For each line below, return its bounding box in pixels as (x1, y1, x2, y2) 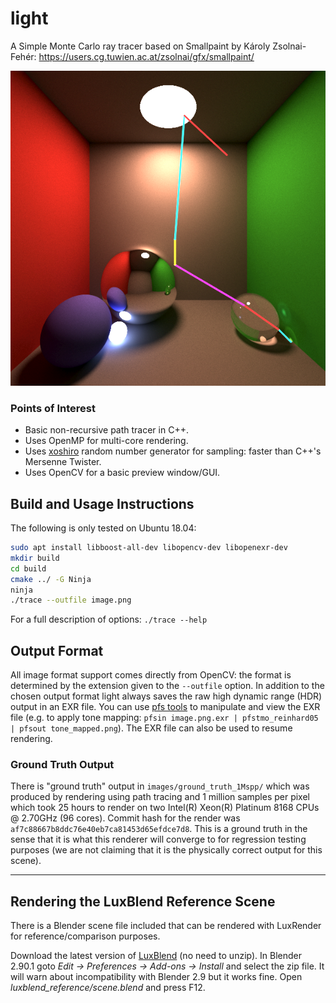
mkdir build (10, 553, 60, 563)
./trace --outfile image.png (10, 595, 132, 606)
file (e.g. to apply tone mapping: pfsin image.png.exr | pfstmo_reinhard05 (10, 712, 319, 724)
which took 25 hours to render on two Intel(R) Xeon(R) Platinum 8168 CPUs (10, 802, 320, 814)
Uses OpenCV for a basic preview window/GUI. (24, 467, 221, 479)
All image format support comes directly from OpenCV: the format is (10, 669, 292, 681)
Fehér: (10, 50, 37, 62)
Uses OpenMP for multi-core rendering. (24, 435, 189, 447)
